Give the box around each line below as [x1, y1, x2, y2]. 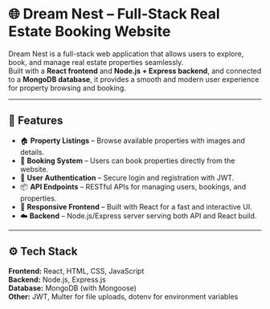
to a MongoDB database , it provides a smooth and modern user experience [8, 74, 260, 84]
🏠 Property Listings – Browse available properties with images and [19, 136, 245, 145]
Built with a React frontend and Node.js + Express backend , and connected [8, 66, 262, 75]
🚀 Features [8, 114, 63, 128]
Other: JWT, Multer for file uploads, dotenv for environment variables [8, 291, 239, 301]
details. [19, 147, 45, 157]
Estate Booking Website [8, 22, 171, 41]
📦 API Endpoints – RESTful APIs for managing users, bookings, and [19, 181, 247, 191]
